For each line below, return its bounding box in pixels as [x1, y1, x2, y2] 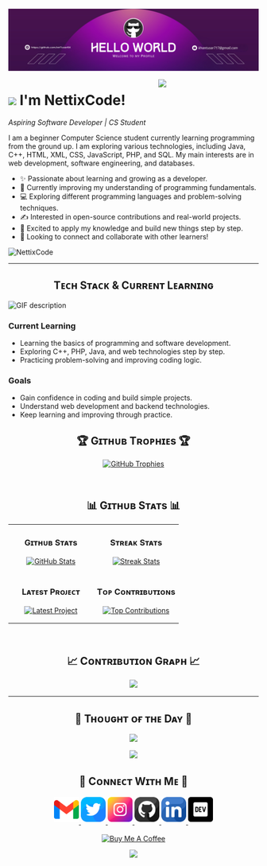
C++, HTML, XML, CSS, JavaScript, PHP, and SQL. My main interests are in [8, 150, 254, 159]
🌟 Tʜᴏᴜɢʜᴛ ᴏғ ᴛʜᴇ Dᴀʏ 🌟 [74, 712, 193, 725]
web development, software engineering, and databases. [8, 158, 195, 168]
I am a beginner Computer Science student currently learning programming [8, 133, 255, 142]
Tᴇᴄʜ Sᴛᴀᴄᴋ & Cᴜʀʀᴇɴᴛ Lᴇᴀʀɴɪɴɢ [53, 279, 214, 293]
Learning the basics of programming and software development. [19, 339, 231, 348]
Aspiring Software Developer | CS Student [8, 117, 146, 127]
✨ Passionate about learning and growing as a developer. [19, 173, 208, 183]
